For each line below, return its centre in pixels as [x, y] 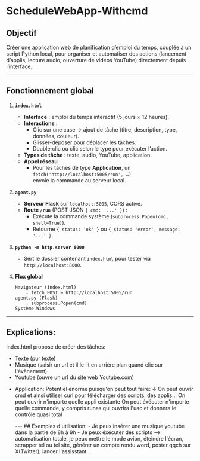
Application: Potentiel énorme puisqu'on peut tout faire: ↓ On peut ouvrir [104, 389]
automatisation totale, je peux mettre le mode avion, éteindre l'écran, [99, 438]
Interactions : [40, 123]
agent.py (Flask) [36, 298]
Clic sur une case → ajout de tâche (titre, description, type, [105, 129]
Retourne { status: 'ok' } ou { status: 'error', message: [106, 229]
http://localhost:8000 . [52, 265]
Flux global [29, 276]
